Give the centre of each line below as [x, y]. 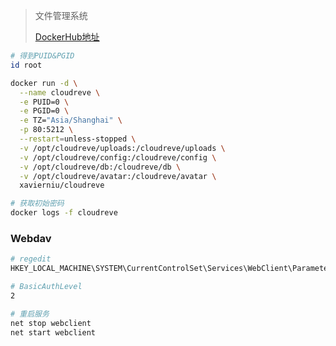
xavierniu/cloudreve [62, 185]
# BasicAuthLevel [46, 287]
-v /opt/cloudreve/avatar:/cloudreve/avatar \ [118, 176]
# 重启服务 [30, 314]
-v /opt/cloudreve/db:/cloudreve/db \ [100, 167]
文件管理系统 [61, 15]
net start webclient [53, 332]
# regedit [31, 259]
